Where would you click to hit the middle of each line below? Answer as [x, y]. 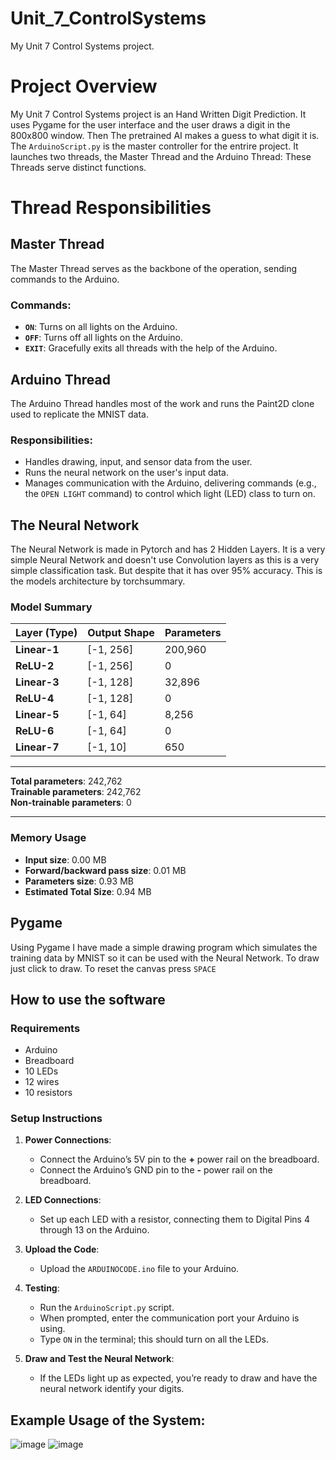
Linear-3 [37, 682]
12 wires [42, 1082]
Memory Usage [48, 838]
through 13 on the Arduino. [94, 1230]
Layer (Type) [46, 633]
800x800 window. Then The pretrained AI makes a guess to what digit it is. [165, 135]
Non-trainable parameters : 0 [71, 803]
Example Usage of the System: [108, 1420]
